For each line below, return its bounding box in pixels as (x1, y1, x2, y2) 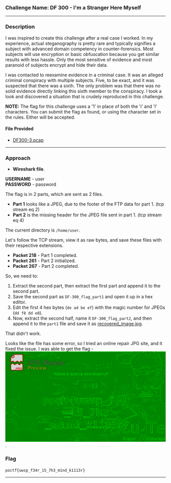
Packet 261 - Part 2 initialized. (12, 258, 76, 264)
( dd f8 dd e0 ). (12, 310, 43, 316)
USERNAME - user (5, 176, 45, 182)
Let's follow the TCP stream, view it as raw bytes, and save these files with (5, 237, 162, 243)
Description (5, 23, 35, 31)
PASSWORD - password (5, 181, 56, 187)
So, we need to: (5, 273, 38, 279)
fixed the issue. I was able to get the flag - (5, 346, 94, 352)
